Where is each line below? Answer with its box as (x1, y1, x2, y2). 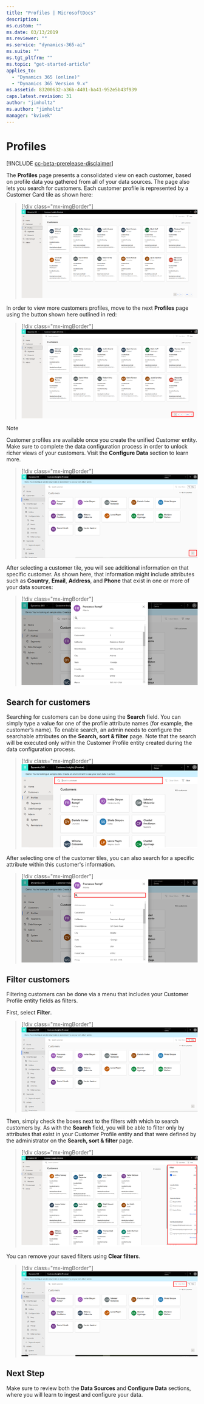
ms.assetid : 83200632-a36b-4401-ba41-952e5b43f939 (6, 87, 137, 93)
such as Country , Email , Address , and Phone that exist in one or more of (6, 577, 190, 584)
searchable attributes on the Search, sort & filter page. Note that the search (6, 732, 197, 739)
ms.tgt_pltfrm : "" (6, 55, 53, 61)
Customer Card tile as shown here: (6, 190, 93, 198)
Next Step (6, 1368, 45, 1378)
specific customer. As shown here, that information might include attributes (6, 571, 195, 578)
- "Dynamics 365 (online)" (12, 74, 80, 80)
